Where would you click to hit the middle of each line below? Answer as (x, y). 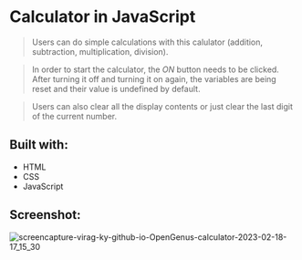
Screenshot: (45, 215)
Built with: (39, 145)
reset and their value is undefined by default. (116, 88)
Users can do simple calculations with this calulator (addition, (147, 42)
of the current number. (74, 116)
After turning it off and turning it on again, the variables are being (154, 78)
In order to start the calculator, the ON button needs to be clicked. (156, 69)
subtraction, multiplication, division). (100, 51)
